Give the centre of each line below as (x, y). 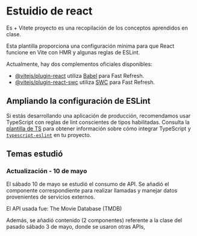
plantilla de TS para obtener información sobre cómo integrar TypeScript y (98, 129)
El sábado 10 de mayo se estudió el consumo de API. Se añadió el (88, 184)
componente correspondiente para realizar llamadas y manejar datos (92, 191)
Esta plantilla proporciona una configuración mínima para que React (90, 46)
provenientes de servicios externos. (51, 197)
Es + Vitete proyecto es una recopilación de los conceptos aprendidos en (97, 28)
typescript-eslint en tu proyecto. (49, 135)
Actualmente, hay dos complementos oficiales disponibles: (79, 64)
